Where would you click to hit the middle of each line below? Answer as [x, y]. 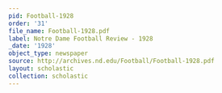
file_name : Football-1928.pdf [59, 31]
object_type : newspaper [48, 53]
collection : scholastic [48, 76]
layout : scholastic [41, 69]
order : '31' [28, 23]
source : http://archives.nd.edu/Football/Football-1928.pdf [112, 61]
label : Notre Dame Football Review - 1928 [81, 38]
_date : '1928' [32, 46]
